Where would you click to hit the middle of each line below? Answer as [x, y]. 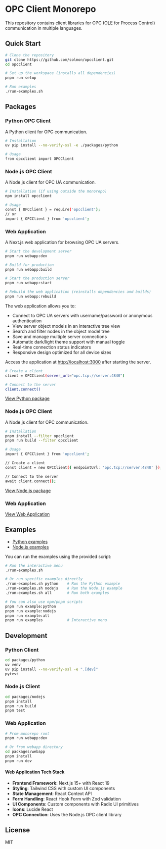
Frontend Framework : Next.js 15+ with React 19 [61, 783]
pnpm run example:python [31, 606]
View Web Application [28, 514]
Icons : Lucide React [33, 809]
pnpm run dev [19, 761]
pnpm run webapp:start [28, 283]
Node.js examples [31, 547]
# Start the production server [37, 278]
